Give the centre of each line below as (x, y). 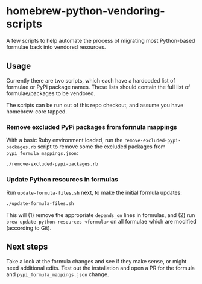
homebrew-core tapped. (37, 111)
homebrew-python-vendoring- (86, 11)
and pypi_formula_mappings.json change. (58, 274)
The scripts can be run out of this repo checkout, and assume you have (95, 105)
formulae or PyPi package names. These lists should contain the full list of (98, 87)
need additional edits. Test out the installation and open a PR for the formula (100, 268)
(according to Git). (29, 228)
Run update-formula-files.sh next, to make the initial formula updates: (94, 193)
